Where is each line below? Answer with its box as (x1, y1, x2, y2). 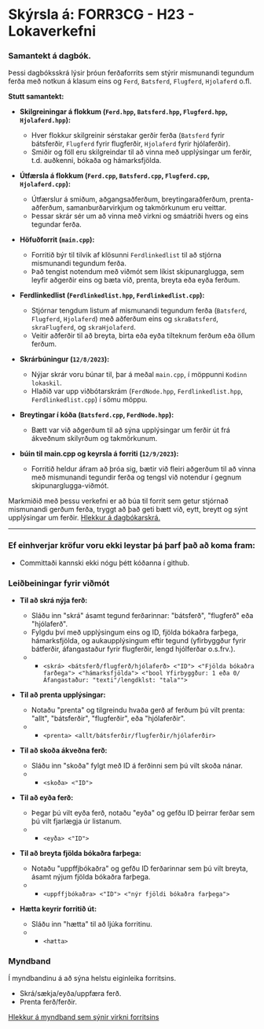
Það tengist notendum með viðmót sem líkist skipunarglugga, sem (31, 267, 244, 276)
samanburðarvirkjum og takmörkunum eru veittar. (66, 203, 227, 213)
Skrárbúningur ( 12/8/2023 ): (19, 354, 110, 364)
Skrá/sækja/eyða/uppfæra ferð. (19, 989, 122, 998)
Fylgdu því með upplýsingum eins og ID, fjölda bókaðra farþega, (31, 627, 239, 637)
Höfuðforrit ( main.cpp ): (19, 235, 95, 245)
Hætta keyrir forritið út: (19, 904, 97, 914)
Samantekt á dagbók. (8, 50, 92, 61)
